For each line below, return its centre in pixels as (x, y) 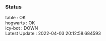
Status (13, 7)
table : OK (16, 18)
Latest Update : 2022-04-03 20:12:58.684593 (53, 34)
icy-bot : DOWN (22, 28)
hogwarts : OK (20, 23)
